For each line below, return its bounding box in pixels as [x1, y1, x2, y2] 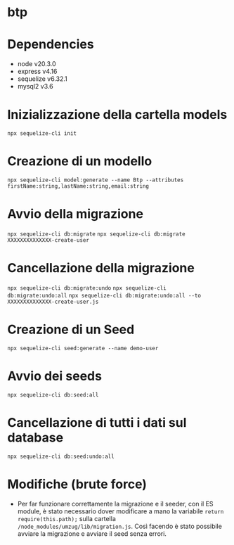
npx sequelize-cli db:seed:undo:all [7, 453, 115, 460]
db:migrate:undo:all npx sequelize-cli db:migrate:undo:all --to [7, 292, 202, 299]
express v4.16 [17, 68, 58, 76]
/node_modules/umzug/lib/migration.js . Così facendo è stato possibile [17, 522, 223, 530]
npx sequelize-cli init [7, 130, 77, 137]
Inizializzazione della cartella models [7, 107, 228, 123]
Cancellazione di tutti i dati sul [7, 414, 187, 430]
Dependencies [7, 37, 94, 53]
